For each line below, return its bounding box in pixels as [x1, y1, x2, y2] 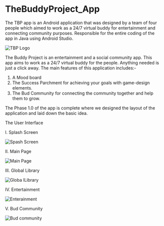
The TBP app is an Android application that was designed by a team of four [5, 20, 157, 26]
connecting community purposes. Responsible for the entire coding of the [5, 30, 155, 36]
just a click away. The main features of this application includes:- [5, 65, 137, 71]
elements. [12, 85, 33, 91]
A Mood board [12, 74, 42, 80]
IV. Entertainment [5, 186, 40, 193]
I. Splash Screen [5, 129, 38, 135]
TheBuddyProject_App [5, 3, 100, 15]
